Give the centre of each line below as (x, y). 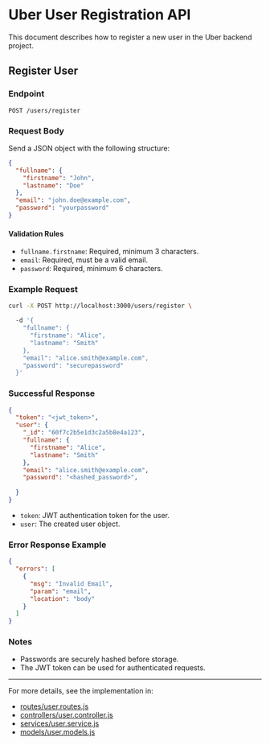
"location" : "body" (62, 599)
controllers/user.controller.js (67, 715)
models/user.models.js (57, 732)
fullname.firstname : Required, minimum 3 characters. (109, 252)
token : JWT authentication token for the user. (95, 515)
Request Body (36, 130)
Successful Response (52, 393)
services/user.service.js (59, 724)
